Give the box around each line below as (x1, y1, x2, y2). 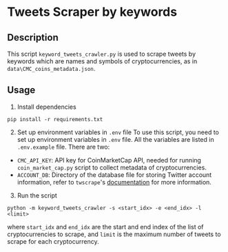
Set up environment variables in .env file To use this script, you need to (17, 128, 219, 136)
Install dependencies (17, 103, 77, 111)
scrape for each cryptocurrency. (7, 237, 99, 245)
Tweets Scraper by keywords (7, 4, 178, 20)
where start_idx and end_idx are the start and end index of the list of (7, 222, 204, 231)
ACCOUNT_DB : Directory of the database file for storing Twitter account (17, 170, 212, 179)
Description (7, 32, 59, 43)
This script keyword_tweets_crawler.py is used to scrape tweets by (7, 50, 196, 58)
